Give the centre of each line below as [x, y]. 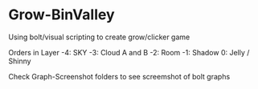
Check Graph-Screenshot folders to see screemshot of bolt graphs [119, 76]
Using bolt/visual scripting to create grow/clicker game [99, 37]
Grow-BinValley [61, 15]
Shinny [20, 61]
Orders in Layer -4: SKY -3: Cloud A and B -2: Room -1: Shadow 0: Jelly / [129, 52]
